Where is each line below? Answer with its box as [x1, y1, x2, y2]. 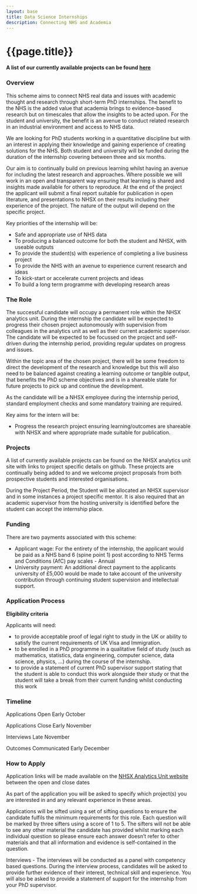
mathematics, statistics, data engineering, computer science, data [14, 651, 175, 658]
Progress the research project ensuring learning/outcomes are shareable [14, 423, 191, 430]
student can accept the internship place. [6, 505, 104, 513]
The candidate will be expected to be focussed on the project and [6, 334, 165, 341]
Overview [6, 79, 35, 87]
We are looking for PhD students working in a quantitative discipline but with [6, 134, 191, 141]
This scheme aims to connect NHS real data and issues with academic [6, 92, 176, 99]
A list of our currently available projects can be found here [6, 64, 151, 71]
